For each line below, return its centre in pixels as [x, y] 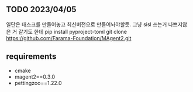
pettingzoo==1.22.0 [38, 83]
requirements [31, 57]
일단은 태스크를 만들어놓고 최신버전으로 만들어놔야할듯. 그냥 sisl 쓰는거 [87, 24]
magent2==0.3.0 [35, 77]
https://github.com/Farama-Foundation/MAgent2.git [69, 38]
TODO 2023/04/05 [41, 10]
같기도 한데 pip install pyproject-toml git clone [73, 31]
